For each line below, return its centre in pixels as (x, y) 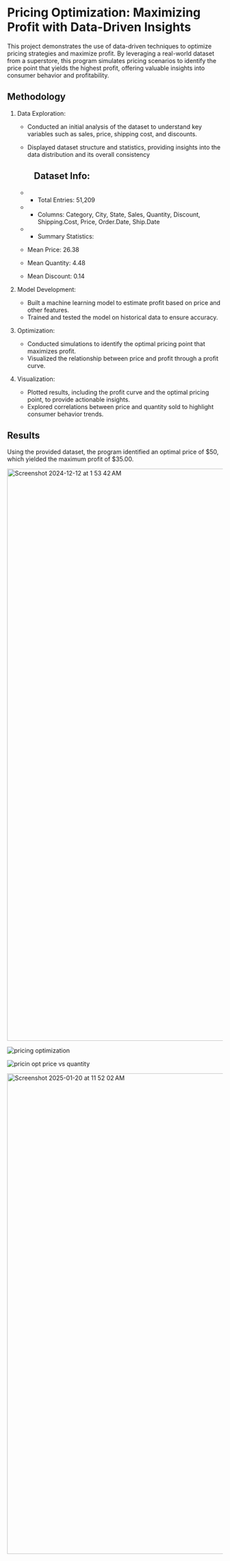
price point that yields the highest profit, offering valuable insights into (106, 68)
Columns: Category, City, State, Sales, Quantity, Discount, (119, 214)
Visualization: (36, 379)
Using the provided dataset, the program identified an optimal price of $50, (113, 452)
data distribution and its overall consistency (89, 154)
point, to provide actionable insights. (78, 400)
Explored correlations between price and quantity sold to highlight (120, 406)
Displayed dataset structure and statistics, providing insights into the (124, 147)
